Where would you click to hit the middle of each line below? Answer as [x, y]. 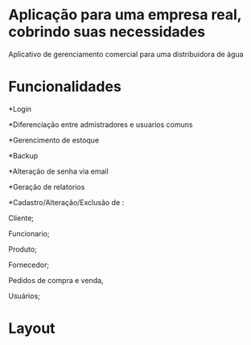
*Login [20, 109]
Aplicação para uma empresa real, [125, 15]
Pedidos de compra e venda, [56, 280]
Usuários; [24, 296]
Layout [32, 329]
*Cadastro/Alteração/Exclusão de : [66, 202]
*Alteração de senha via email [58, 171]
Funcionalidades [65, 87]
